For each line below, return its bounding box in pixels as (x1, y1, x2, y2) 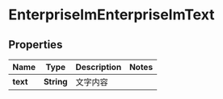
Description (75, 62, 122, 72)
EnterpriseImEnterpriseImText (8, 6, 216, 24)
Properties (8, 38, 63, 52)
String (43, 76, 68, 87)
